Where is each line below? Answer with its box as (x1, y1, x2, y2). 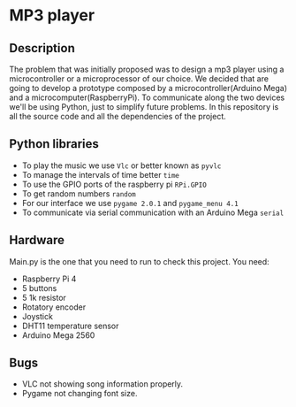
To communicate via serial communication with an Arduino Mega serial (21, 207, 285, 218)
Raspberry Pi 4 (21, 273, 77, 284)
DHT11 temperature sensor (21, 320, 119, 331)
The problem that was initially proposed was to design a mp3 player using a (9, 64, 285, 74)
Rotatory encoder (21, 302, 87, 312)
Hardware (9, 233, 65, 248)
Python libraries (9, 136, 100, 151)
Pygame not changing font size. (21, 388, 138, 399)
